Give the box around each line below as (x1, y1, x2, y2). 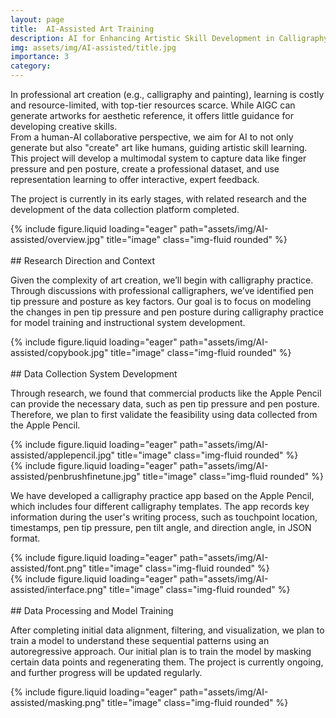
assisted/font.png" (10, 562, 87, 574)
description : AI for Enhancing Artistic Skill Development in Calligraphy (10, 33, 329, 43)
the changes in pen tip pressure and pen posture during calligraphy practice (10, 306, 324, 318)
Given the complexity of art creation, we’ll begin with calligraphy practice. (10, 274, 314, 286)
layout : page (10, 14, 65, 25)
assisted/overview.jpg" (10, 234, 105, 245)
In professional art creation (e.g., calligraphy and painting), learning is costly (10, 89, 325, 100)
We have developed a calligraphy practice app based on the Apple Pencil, (10, 490, 315, 501)
